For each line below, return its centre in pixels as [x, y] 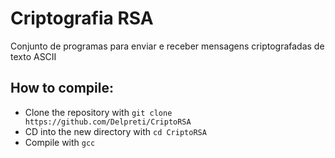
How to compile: [62, 88]
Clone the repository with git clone [98, 112]
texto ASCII [33, 56]
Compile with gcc [60, 142]
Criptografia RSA [82, 18]
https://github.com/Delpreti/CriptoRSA [108, 122]
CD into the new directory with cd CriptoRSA [115, 131]
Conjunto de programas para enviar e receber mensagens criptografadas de [167, 46]
